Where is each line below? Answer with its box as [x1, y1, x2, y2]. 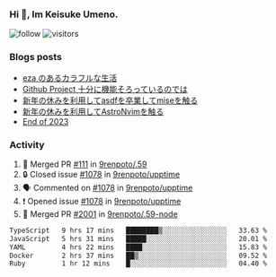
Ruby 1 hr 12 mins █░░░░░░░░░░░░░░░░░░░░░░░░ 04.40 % [9, 259, 268, 268]
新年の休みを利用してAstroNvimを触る [22, 106, 165, 117]
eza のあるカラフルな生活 [22, 72, 118, 83]
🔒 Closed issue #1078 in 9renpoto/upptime [22, 169, 181, 179]
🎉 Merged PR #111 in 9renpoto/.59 [22, 159, 147, 169]
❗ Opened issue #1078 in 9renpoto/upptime [22, 195, 182, 206]
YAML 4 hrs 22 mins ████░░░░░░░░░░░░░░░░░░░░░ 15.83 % [9, 242, 268, 252]
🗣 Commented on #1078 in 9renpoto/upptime [22, 182, 193, 193]
